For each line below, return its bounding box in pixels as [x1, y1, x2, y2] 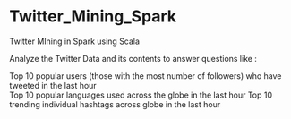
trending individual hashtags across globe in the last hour [9, 98, 221, 109]
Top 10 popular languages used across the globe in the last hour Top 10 [9, 89, 273, 100]
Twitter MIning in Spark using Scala [9, 36, 141, 47]
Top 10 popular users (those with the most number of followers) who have [9, 70, 282, 81]
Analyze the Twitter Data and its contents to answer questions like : [9, 53, 258, 64]
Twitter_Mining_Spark [9, 6, 177, 27]
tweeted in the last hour [9, 80, 97, 90]
